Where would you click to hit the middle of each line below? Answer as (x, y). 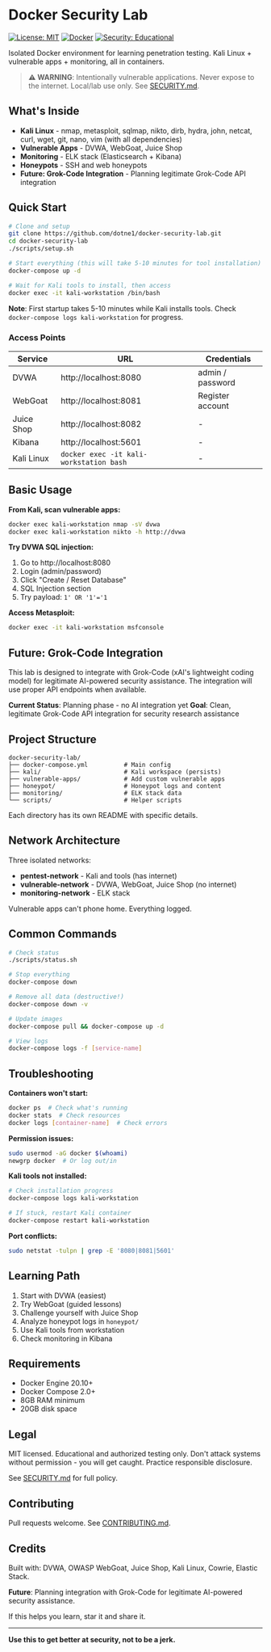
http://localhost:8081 (101, 400)
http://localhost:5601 (101, 442)
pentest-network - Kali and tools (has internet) (98, 875)
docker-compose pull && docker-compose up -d (86, 1026)
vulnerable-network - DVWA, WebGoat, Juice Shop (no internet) (128, 884)
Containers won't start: (48, 1094)
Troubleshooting (51, 1074)
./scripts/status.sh (43, 960)
